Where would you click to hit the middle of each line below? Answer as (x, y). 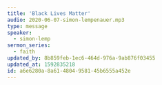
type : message (28, 26)
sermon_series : (29, 45)
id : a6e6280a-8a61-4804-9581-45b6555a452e (69, 71)
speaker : (20, 33)
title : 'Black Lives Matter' (49, 13)
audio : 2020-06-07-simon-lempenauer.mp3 (66, 20)
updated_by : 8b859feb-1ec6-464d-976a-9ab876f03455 (81, 58)
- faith (24, 52)
